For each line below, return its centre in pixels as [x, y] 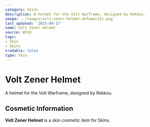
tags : [11, 37]
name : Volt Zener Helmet [30, 28]
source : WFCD [18, 32]
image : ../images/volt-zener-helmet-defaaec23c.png [59, 19]
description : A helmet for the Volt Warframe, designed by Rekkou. [75, 14]
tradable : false [22, 51]
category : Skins [22, 10]
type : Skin [16, 55]
